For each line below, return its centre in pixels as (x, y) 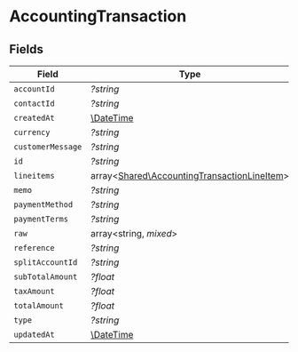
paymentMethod (43, 205)
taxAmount (34, 291)
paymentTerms (41, 219)
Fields (27, 49)
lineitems (34, 176)
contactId (34, 104)
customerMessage (48, 147)
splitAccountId (46, 263)
